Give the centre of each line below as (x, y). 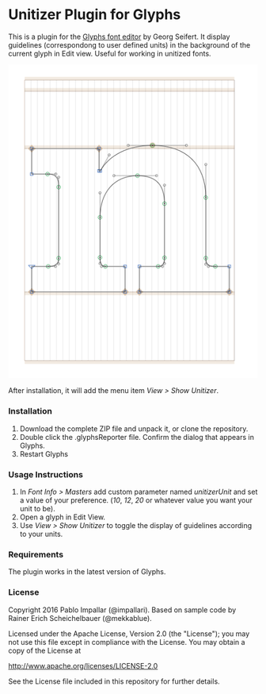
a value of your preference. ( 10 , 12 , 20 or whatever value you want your (136, 500)
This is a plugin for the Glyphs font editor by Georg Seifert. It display (119, 37)
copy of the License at (45, 650)
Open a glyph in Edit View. (62, 517)
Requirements (36, 554)
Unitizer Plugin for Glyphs (95, 15)
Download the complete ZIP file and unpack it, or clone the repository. (134, 428)
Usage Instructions (46, 474)
